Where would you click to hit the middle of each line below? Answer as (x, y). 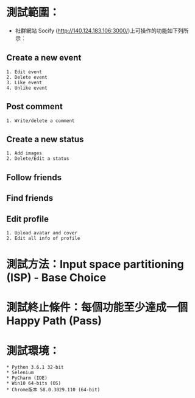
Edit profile (27, 219)
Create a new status (45, 139)
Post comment (34, 107)
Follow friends (34, 177)
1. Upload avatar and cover (42, 233)
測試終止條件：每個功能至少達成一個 (97, 307)
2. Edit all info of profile (43, 238)
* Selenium (20, 373)
